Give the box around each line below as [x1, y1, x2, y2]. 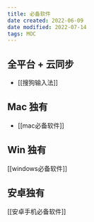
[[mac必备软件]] [17, 121, 65, 130]
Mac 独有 [7, 101, 48, 113]
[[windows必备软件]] [7, 164, 68, 172]
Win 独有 [7, 144, 47, 156]
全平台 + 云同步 [7, 58, 74, 70]
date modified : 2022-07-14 [7, 23, 87, 30]
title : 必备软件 [7, 10, 51, 18]
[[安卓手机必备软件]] [7, 207, 66, 216]
